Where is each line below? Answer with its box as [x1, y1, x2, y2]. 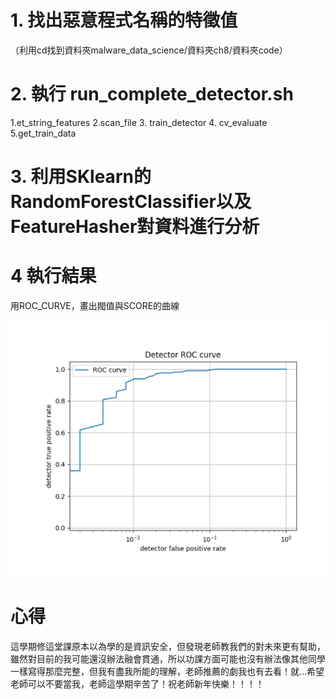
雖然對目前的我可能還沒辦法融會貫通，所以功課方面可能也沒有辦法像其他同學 [10, 653, 326, 665]
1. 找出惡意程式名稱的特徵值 [10, 9, 238, 32]
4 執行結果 [10, 265, 97, 288]
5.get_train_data [10, 127, 77, 139]
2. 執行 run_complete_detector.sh [10, 83, 294, 106]
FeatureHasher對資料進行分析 [10, 216, 260, 238]
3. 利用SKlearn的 [10, 166, 152, 188]
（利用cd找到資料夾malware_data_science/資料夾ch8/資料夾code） [10, 44, 288, 56]
